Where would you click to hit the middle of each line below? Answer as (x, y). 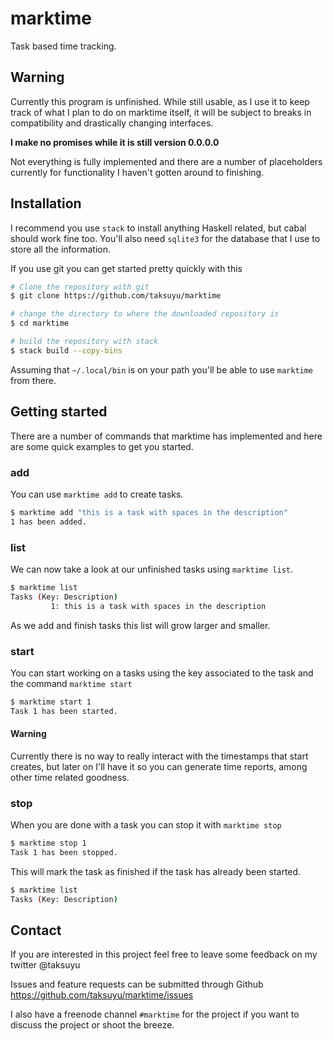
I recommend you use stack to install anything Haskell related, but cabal (158, 228)
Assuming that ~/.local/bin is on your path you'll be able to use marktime (162, 369)
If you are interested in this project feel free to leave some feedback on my (164, 954)
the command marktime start (71, 683)
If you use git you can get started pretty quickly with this (126, 268)
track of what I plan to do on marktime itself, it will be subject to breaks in (161, 112)
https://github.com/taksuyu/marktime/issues (102, 995)
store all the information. (61, 249)
